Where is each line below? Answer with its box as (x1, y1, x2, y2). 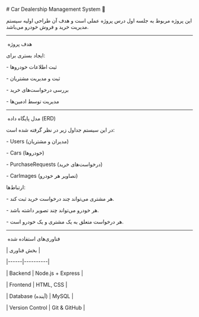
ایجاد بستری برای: (6, 52, 46, 59)
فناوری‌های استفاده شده (7, 235, 60, 242)
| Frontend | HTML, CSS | (6, 281, 68, 288)
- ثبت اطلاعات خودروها (6, 63, 57, 71)
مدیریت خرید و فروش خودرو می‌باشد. (6, 24, 89, 30)
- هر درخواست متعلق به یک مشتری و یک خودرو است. (6, 218, 124, 225)
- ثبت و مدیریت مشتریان (6, 75, 60, 82)
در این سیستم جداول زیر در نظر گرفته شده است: (6, 126, 115, 133)
